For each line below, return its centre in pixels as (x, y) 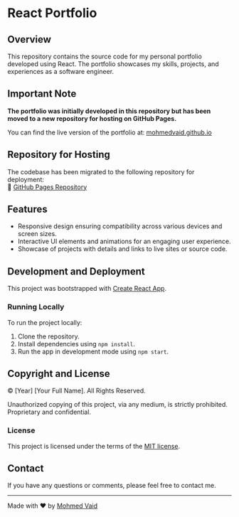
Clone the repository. (48, 336)
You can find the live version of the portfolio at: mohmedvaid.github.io (110, 132)
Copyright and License (59, 374)
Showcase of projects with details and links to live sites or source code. (122, 249)
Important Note (42, 94)
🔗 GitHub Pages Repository (47, 187)
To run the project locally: (45, 322)
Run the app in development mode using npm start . (93, 351)
